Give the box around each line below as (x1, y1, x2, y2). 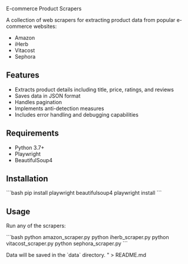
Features (6, 70, 39, 81)
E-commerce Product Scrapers (6, 5, 82, 12)
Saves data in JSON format (14, 92, 81, 99)
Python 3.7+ (14, 144, 45, 151)
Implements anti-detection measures (14, 105, 104, 112)
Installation (6, 174, 48, 184)
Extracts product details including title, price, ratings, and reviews (14, 86, 174, 93)
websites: (33, 23, 57, 30)
